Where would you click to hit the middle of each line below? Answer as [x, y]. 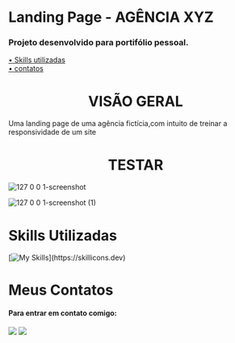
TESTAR [136, 165]
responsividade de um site [52, 132]
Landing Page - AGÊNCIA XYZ [111, 17]
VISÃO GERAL [136, 101]
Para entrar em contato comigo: [63, 313]
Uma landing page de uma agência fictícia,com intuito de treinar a [118, 123]
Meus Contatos [61, 290]
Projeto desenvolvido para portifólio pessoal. [99, 43]
